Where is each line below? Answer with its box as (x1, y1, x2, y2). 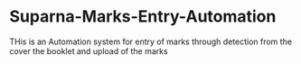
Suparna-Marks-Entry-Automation (9, 6, 277, 27)
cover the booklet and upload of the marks (9, 45, 169, 56)
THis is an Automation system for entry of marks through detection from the (9, 36, 292, 47)
